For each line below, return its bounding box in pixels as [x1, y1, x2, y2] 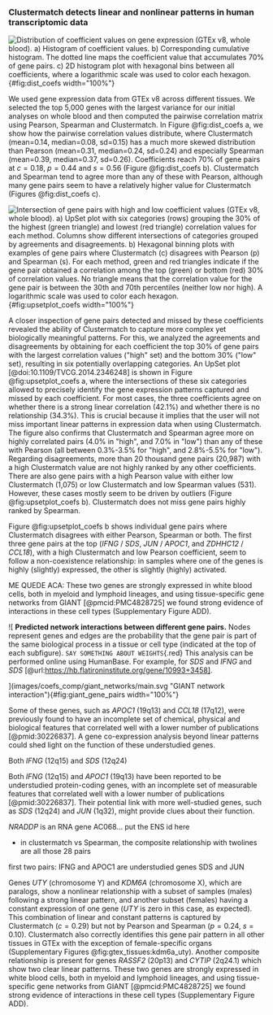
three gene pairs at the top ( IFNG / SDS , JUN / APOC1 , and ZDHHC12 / [8, 539, 244, 549]
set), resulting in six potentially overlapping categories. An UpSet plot [8, 359, 241, 368]
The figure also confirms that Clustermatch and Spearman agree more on [8, 428, 254, 438]
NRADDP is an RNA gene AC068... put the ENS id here [8, 822, 190, 832]
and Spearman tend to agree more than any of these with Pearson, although [8, 172, 263, 181]
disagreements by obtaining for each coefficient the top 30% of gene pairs [8, 342, 259, 351]
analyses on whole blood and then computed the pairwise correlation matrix [8, 111, 263, 121]
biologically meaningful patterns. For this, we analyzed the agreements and [8, 333, 261, 343]
